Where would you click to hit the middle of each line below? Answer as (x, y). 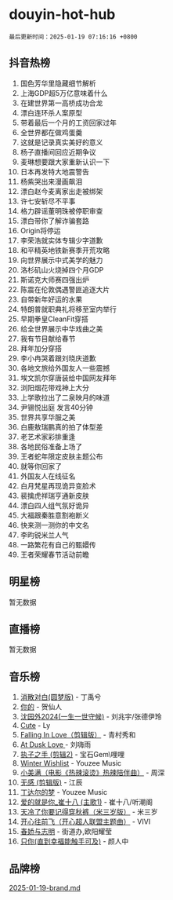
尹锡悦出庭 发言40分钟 (56, 407)
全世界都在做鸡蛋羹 (51, 132)
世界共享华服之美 (48, 417)
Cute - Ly (35, 726)
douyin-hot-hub (62, 15)
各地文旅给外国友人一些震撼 (65, 368)
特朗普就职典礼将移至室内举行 (68, 309)
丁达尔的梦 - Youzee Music (64, 792)
